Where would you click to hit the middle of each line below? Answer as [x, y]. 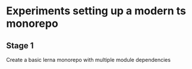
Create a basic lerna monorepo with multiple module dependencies [89, 60]
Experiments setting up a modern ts [96, 11]
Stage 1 [20, 46]
